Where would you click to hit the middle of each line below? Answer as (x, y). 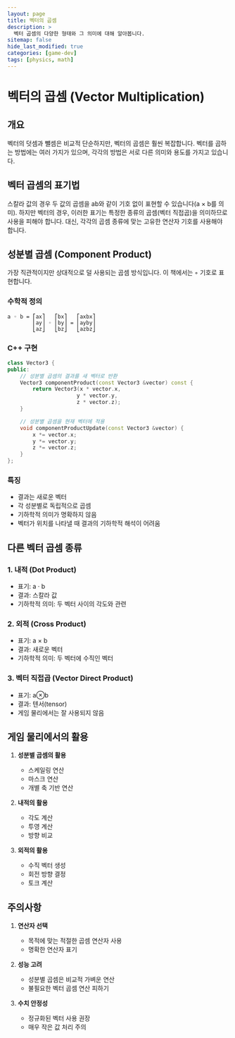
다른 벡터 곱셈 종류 (45, 548)
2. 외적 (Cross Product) (47, 624)
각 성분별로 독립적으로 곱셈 (54, 506)
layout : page (26, 14)
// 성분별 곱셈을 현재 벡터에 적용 (62, 421)
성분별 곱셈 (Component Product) (80, 254)
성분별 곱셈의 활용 (42, 755)
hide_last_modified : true (45, 47)
